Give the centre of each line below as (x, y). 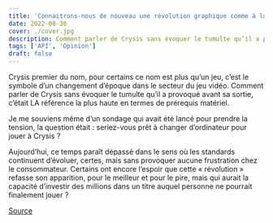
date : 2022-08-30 (38, 24)
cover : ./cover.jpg (41, 31)
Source (20, 211)
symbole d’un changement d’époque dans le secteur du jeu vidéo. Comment (136, 85)
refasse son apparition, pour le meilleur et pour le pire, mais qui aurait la (129, 177)
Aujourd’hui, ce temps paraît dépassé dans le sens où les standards (122, 152)
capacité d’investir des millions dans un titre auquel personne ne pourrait (130, 186)
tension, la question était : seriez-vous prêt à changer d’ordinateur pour (128, 127)
